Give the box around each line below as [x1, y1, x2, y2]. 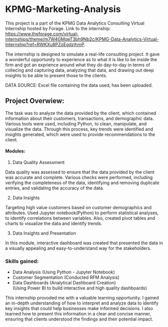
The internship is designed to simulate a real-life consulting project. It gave [5, 51, 160, 57]
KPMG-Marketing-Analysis [5, 4, 121, 15]
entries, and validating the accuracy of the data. [5, 185, 104, 191]
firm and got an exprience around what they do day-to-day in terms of [5, 62, 150, 68]
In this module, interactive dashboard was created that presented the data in [5, 240, 163, 246]
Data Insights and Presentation [12, 230, 76, 236]
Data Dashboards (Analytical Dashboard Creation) [12, 280, 116, 286]
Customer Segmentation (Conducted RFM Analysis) [12, 274, 119, 280]
